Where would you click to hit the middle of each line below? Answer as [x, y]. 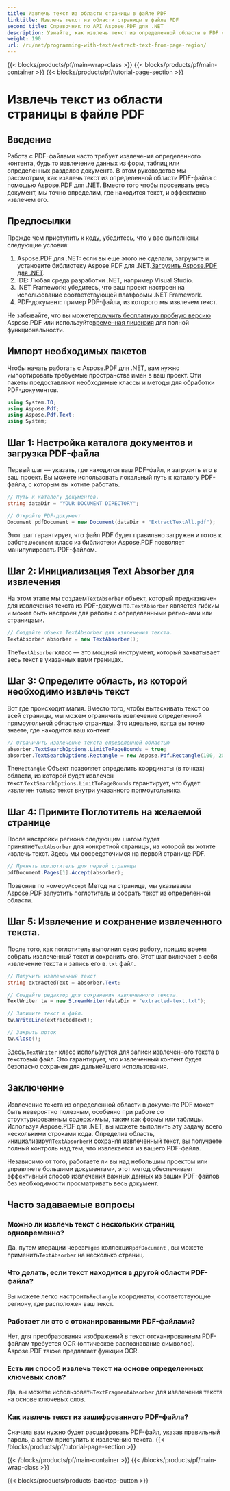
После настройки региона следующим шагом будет [84, 839]
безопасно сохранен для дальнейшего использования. [88, 1066]
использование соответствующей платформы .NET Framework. [110, 295]
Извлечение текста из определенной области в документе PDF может [110, 1105]
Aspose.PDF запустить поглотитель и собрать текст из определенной [109, 893]
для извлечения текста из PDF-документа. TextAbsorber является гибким [113, 606]
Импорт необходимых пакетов [77, 351]
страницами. [26, 620]
